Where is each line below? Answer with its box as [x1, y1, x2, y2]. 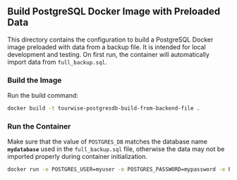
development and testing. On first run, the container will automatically [7, 50, 210, 58]
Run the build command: [7, 91, 79, 100]
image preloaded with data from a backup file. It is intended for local [7, 42, 206, 51]
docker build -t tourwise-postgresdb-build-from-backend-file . [7, 105, 200, 112]
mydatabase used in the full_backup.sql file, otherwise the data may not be [7, 145, 225, 153]
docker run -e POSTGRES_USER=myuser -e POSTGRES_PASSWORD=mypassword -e [7, 166, 226, 173]
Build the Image [7, 75, 62, 85]
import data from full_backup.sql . [7, 58, 107, 66]
